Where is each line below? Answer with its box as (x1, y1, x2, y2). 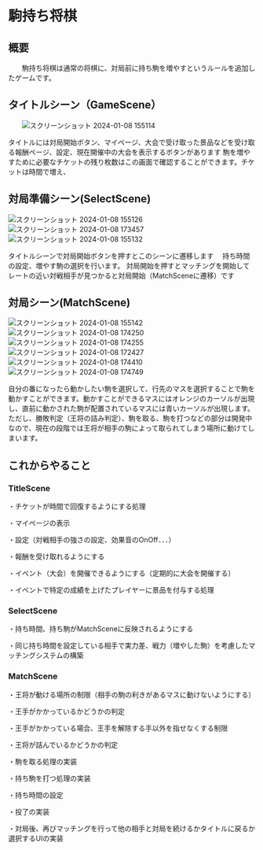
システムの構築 (35, 651, 84, 660)
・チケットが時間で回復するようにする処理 (8, 501, 147, 512)
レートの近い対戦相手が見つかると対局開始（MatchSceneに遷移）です (8, 271, 235, 280)
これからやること (8, 458, 91, 472)
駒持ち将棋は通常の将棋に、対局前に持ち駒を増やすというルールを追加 (21, 64, 249, 72)
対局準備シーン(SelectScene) (8, 192, 152, 205)
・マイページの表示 (8, 519, 71, 528)
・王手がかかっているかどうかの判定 (8, 706, 126, 716)
